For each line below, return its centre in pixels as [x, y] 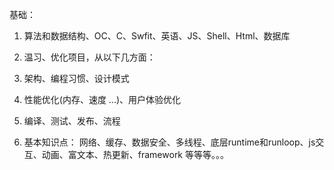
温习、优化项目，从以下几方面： [89, 57]
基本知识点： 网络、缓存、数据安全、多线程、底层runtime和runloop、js [169, 142]
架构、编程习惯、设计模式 [76, 78]
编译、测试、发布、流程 [72, 121]
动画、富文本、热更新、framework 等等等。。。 [135, 154]
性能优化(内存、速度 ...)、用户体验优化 [102, 99]
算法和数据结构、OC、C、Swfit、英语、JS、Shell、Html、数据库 [157, 36]
